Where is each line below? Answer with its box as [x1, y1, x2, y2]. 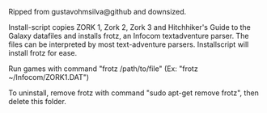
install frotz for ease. [8, 48, 78, 57]
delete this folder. [8, 97, 67, 106]
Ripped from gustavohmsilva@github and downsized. [8, 7, 187, 16]
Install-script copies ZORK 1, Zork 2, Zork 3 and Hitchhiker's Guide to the [8, 23, 251, 31]
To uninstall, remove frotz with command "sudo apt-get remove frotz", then [8, 88, 259, 98]
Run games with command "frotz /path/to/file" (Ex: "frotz [8, 64, 198, 73]
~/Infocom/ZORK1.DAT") [8, 73, 90, 82]
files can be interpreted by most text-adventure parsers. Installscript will [8, 40, 249, 49]
